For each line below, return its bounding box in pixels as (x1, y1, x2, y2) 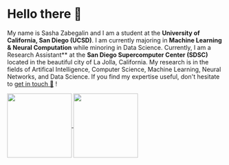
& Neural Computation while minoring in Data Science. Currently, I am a (7, 43, 211, 51)
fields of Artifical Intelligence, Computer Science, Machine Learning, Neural (7, 65, 221, 73)
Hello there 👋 (7, 6, 83, 22)
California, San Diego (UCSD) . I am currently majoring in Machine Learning (7, 36, 222, 44)
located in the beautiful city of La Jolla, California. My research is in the (7, 58, 209, 66)
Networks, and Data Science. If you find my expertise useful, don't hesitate (7, 72, 220, 81)
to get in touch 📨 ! (7, 79, 58, 88)
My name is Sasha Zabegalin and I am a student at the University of (7, 29, 201, 37)
